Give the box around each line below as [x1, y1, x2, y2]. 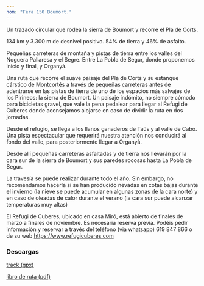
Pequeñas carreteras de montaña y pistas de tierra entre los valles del [6, 50, 183, 57]
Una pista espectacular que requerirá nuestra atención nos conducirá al [6, 131, 187, 139]
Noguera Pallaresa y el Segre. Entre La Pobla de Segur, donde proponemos [6, 56, 195, 63]
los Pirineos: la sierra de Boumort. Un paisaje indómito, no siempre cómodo [6, 94, 196, 101]
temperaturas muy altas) [6, 200, 68, 208]
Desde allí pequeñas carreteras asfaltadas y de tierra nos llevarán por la [6, 150, 187, 157]
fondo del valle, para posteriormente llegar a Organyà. [6, 138, 142, 145]
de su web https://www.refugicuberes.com [6, 232, 114, 239]
